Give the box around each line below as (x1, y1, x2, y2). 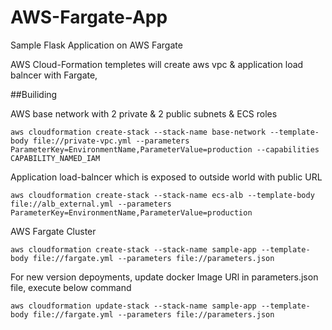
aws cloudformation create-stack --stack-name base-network (10, 127, 267, 137)
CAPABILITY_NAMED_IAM (10, 153, 101, 163)
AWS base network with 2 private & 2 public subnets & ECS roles (10, 107, 278, 120)
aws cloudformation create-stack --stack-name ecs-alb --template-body (10, 190, 315, 200)
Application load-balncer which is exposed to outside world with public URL (10, 171, 323, 183)
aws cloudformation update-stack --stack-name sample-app (10, 301, 257, 311)
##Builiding (10, 88, 58, 100)
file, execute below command (10, 281, 132, 293)
